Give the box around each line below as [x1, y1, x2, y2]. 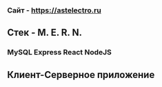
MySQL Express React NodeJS [7, 48, 112, 57]
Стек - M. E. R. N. [7, 27, 83, 39]
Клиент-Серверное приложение [7, 68, 155, 81]
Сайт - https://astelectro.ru [7, 6, 101, 15]
